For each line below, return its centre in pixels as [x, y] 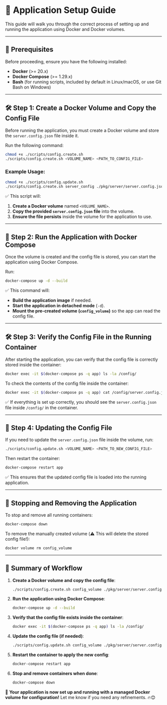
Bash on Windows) [32, 87]
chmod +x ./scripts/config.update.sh [44, 182]
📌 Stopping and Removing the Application [71, 503]
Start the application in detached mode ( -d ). [59, 306]
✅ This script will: [23, 196]
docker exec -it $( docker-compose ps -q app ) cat [58, 392]
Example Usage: [25, 172]
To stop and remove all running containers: [49, 515]
